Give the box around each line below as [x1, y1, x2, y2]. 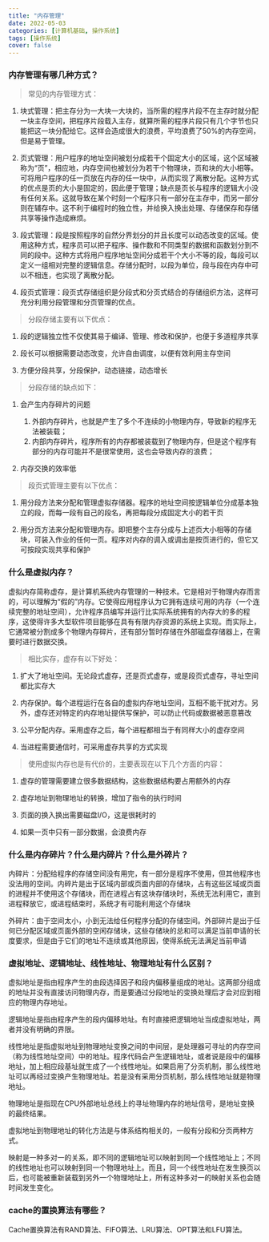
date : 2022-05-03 [8, 19, 66, 27]
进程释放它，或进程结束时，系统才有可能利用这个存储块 [8, 899, 191, 909]
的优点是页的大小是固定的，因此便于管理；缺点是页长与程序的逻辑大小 [19, 183, 252, 193]
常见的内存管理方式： [27, 89, 98, 99]
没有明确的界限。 [22, 1025, 78, 1034]
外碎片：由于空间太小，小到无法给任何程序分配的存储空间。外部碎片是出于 [8, 916, 254, 925]
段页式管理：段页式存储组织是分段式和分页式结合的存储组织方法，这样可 [19, 288, 259, 297]
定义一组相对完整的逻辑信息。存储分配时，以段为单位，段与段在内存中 [19, 260, 252, 270]
